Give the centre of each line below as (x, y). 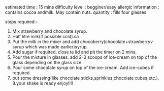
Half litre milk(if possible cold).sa (46, 36)
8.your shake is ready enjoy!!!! (43, 83)
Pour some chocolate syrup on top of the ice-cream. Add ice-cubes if (83, 68)
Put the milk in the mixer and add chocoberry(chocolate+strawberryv (82, 42)
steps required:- (21, 22)
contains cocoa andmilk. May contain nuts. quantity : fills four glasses (76, 12)
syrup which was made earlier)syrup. (50, 47)
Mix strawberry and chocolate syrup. (50, 31)
